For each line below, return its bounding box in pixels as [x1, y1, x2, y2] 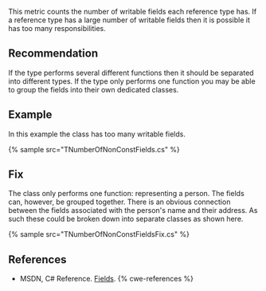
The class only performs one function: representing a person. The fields [8, 189, 244, 199]
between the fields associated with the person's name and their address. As [8, 206, 258, 215]
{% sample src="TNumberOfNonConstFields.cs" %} [8, 144, 181, 154]
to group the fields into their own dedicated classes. [8, 85, 179, 94]
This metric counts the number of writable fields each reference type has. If [8, 7, 257, 16]
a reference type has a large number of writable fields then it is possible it [8, 15, 251, 25]
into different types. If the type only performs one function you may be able [8, 76, 256, 86]
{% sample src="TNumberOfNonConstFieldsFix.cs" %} [8, 230, 190, 239]
